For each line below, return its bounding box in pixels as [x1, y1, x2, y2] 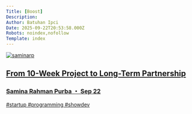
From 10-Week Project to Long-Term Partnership [6, 68, 186, 79]
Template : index [6, 36, 46, 42]
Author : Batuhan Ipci [6, 19, 59, 25]
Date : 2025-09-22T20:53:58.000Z [6, 25, 85, 31]
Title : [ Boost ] [6, 8, 43, 15]
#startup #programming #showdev [6, 101, 90, 108]
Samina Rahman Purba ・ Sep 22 [6, 87, 101, 95]
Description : [6, 14, 38, 20]
